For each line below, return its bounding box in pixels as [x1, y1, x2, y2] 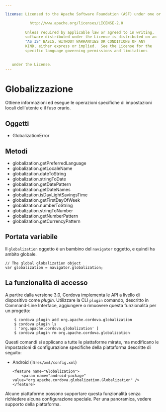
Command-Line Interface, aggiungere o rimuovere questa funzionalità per [5, 302, 157, 308]
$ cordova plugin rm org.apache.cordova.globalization [14, 330, 130, 335]
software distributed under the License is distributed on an [25, 34, 157, 40]
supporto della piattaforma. [5, 401, 61, 407]
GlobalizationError [12, 133, 50, 139]
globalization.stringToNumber [12, 208, 74, 214]
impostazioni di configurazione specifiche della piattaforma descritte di [5, 344, 151, 350]
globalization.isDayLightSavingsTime [12, 192, 88, 198]
